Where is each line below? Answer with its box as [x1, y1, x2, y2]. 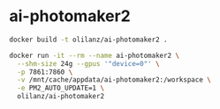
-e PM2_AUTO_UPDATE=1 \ [17, 84, 104, 93]
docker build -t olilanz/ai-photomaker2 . [9, 35, 168, 44]
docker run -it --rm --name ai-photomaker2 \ [9, 51, 179, 60]
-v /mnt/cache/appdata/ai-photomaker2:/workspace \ [17, 76, 212, 84]
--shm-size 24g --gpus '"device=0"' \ [17, 59, 161, 68]
